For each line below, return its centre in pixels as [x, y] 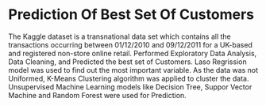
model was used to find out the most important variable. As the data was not [133, 70]
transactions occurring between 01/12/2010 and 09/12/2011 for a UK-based [130, 44]
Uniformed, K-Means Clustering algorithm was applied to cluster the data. [129, 78]
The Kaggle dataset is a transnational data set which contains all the [120, 36]
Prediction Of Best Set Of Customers [131, 15]
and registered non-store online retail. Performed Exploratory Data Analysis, [133, 53]
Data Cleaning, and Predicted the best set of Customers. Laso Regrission [128, 62]
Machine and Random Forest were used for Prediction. [97, 95]
